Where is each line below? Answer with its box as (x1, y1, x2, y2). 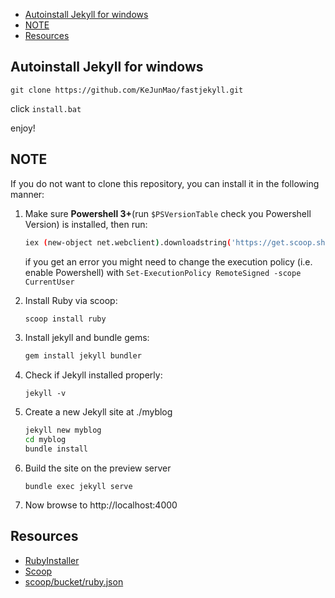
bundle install (24, 444, 89, 454)
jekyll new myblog (24, 425, 102, 436)
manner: (10, 188, 45, 200)
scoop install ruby (24, 314, 107, 324)
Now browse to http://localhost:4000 (24, 499, 178, 511)
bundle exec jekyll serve (24, 481, 133, 491)
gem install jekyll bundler (24, 351, 142, 361)
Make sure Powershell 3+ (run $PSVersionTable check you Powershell (24, 207, 312, 219)
